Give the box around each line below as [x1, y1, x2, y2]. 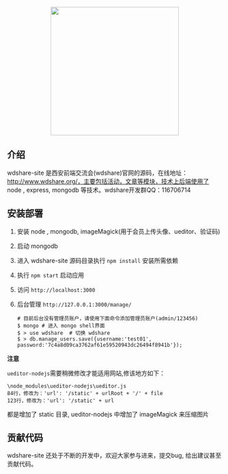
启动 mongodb [16, 242, 58, 250]
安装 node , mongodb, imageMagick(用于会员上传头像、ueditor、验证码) [16, 227, 220, 236]
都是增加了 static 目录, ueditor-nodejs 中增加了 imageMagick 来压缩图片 [7, 410, 210, 418]
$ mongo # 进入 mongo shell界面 [16, 322, 105, 329]
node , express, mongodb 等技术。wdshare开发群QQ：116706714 [7, 186, 191, 194]
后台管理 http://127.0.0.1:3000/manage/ [16, 300, 132, 308]
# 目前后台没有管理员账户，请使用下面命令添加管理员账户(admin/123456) [16, 315, 199, 322]
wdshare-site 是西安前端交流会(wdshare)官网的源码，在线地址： [7, 169, 188, 177]
